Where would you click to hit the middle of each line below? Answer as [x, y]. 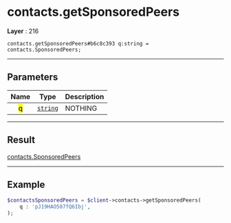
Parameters [33, 77]
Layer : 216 [23, 31]
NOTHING [81, 108]
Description [85, 96]
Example [26, 184]
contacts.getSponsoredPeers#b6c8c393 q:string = [78, 43]
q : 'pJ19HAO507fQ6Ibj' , [55, 207]
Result [21, 140]
